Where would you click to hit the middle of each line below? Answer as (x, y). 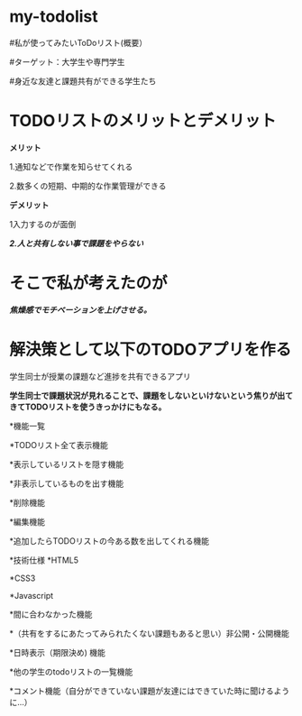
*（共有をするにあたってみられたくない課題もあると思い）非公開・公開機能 (150, 633)
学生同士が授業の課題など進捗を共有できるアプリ (100, 376)
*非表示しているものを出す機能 (67, 483)
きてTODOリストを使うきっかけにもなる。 (88, 407)
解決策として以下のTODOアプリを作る (151, 350)
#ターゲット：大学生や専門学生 (67, 61)
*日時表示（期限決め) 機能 (58, 652)
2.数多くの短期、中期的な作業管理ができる (88, 186)
